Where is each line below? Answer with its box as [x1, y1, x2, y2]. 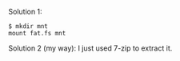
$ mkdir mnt [8, 22, 48, 31]
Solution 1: [8, 7, 42, 16]
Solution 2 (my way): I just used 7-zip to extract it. [8, 43, 173, 53]
